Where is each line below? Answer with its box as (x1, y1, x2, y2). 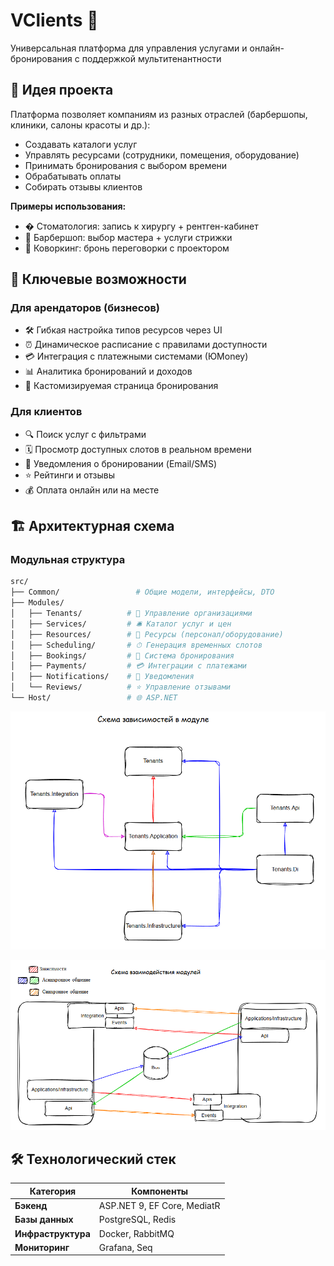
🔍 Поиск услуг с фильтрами (24, 428, 147, 440)
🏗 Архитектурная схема (10, 518, 175, 535)
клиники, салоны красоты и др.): (10, 119, 151, 131)
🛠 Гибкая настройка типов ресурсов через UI (24, 324, 223, 336)
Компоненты (131, 1185, 189, 1197)
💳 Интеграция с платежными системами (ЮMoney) (24, 350, 249, 363)
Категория (29, 1185, 77, 1197)
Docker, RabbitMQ (98, 1227, 175, 1239)
